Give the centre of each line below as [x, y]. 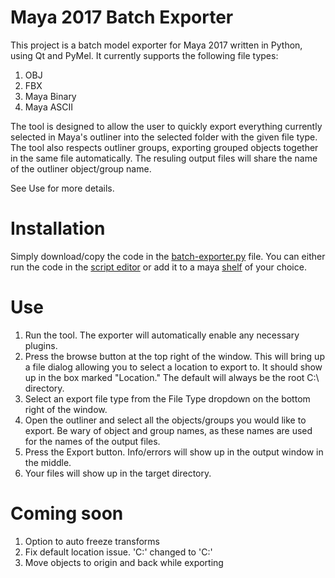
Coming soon [67, 513]
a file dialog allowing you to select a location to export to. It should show [173, 367]
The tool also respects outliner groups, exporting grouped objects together [164, 147]
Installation [58, 228]
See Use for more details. [62, 188]
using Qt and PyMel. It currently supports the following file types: [144, 55]
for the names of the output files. [92, 441]
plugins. [41, 345]
